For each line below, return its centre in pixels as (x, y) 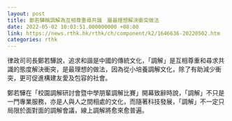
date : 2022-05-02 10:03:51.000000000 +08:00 (73, 27)
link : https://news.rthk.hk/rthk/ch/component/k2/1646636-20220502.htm (114, 33)
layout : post (26, 14)
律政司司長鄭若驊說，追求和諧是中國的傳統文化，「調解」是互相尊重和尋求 (113, 61)
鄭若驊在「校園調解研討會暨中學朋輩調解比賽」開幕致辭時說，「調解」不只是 (116, 93)
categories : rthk (32, 40)
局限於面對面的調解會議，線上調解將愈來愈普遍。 (78, 111)
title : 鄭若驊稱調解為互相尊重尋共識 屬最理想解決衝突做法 (83, 20)
